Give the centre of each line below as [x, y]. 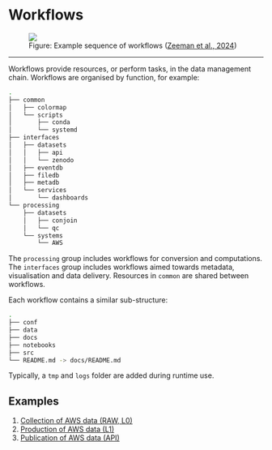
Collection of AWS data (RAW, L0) [76, 421]
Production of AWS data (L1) [67, 429]
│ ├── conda [39, 122]
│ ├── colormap [38, 107]
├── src [21, 353]
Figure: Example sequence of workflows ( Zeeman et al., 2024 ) [133, 45]
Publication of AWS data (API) [70, 438]
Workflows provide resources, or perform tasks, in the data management [130, 69]
